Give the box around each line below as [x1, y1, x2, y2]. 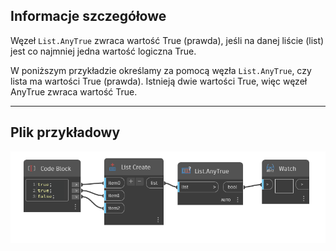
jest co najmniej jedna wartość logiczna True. [10, 45, 197, 57]
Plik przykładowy [10, 124, 121, 141]
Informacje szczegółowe [10, 8, 167, 25]
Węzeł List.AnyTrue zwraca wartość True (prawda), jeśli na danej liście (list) [10, 34, 325, 46]
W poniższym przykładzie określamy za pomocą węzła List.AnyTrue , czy [10, 64, 312, 76]
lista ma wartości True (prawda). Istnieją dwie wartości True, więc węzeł [10, 75, 308, 87]
